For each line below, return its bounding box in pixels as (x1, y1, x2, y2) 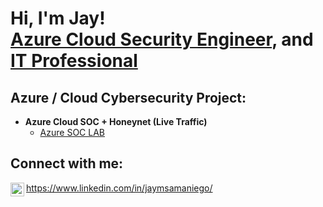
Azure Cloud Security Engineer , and (10, 28, 314, 51)
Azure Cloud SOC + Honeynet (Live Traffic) (24, 116, 208, 127)
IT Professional (10, 50, 138, 72)
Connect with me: (10, 155, 124, 172)
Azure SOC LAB (39, 127, 105, 138)
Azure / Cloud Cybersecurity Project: (10, 89, 247, 106)
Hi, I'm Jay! (10, 7, 106, 30)
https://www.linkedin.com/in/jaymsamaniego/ (26, 182, 213, 194)
